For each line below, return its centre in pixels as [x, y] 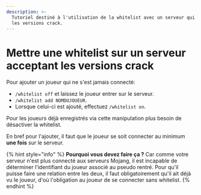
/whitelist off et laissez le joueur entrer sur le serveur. [85, 94]
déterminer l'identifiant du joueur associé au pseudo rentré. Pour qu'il [92, 167]
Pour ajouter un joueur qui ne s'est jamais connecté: [71, 82]
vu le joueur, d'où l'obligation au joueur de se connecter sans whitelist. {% [98, 180]
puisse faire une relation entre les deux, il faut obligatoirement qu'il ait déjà [99, 174]
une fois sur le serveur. [35, 143]
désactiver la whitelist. [34, 125]
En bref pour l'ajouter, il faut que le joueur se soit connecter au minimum [96, 137]
